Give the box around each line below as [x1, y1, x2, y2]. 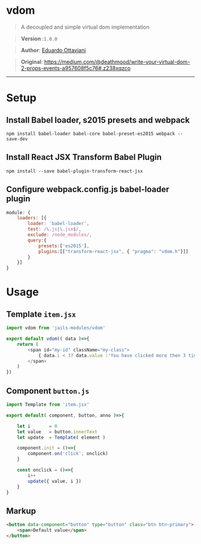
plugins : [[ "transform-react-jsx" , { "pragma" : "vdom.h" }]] [38, 248, 188, 254]
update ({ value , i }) [28, 478, 82, 484]
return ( [17, 341, 39, 347]
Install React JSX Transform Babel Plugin [6, 152, 162, 162]
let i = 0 [17, 423, 58, 429]
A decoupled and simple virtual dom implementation [20, 23, 150, 31]
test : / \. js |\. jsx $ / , [28, 226, 82, 232]
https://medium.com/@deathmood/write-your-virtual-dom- [44, 58, 190, 65]
